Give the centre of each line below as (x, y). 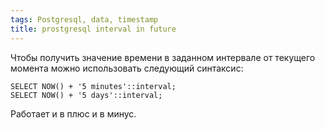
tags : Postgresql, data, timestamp (84, 19)
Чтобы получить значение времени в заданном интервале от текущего (163, 57)
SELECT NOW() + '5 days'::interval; (86, 95)
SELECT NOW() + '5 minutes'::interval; (93, 86)
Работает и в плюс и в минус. (73, 113)
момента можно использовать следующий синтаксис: (127, 68)
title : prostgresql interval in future (93, 29)
